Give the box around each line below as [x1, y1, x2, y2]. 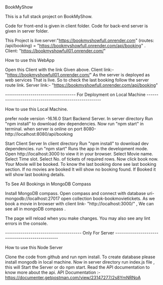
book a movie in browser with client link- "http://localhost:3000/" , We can [5, 201, 154, 206]
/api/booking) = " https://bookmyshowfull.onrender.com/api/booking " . [5, 43, 146, 48]
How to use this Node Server [5, 245, 63, 250]
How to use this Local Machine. [5, 107, 68, 112]
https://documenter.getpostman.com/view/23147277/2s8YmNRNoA [5, 275, 141, 280]
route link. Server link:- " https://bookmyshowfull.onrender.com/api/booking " [5, 82, 158, 88]
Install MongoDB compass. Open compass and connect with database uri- [5, 191, 155, 196]
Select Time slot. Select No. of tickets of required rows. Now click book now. [5, 156, 159, 162]
